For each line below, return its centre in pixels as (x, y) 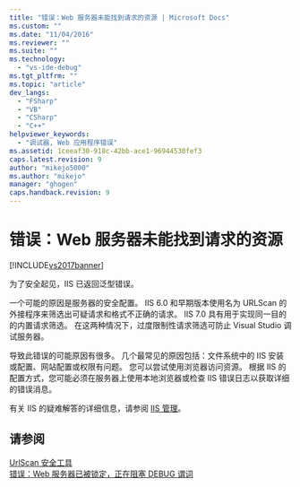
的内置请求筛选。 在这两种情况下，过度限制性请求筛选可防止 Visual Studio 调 (150, 325)
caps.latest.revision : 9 (56, 159)
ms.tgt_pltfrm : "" (43, 76)
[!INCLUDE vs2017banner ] (57, 265)
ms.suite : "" (34, 51)
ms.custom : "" (36, 26)
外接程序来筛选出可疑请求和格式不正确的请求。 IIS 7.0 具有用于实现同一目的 (148, 314)
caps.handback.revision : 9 (60, 193)
